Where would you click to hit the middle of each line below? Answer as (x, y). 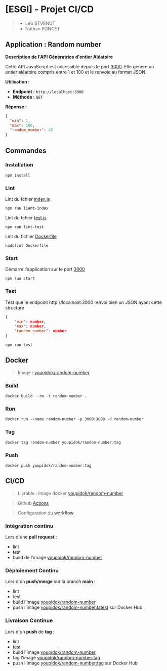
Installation (19, 165)
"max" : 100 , (23, 125)
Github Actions (33, 503)
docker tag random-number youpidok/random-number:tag (63, 442)
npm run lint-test (25, 227)
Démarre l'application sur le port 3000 (45, 270)
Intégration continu (29, 526)
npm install (18, 175)
